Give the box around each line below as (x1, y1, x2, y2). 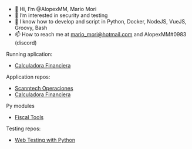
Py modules (6, 103, 35, 109)
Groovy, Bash (14, 24, 48, 31)
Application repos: (6, 73, 50, 80)
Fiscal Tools (14, 114, 44, 120)
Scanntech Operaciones (14, 85, 73, 92)
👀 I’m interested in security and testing (14, 12, 108, 19)
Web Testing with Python (14, 137, 75, 143)
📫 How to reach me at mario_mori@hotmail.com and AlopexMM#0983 (14, 31, 187, 38)
